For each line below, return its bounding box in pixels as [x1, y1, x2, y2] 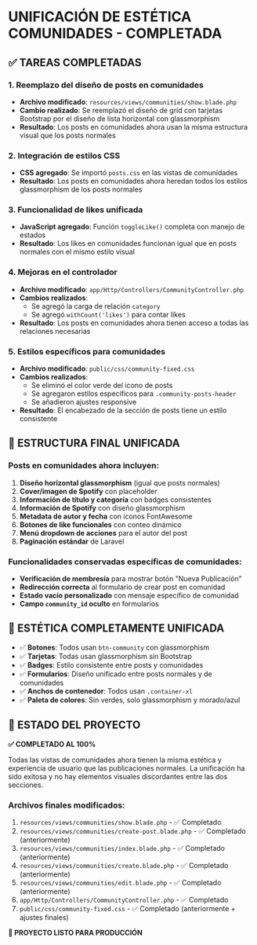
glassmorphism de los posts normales [19, 185, 143, 194]
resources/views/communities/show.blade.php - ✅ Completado [19, 817, 222, 826]
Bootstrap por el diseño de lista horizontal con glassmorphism [19, 114, 220, 123]
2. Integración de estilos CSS [8, 150, 121, 161]
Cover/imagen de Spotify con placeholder [19, 486, 158, 496]
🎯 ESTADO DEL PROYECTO [8, 719, 141, 732]
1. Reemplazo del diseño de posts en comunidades [8, 79, 204, 90]
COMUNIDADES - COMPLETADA [8, 24, 223, 42]
